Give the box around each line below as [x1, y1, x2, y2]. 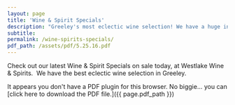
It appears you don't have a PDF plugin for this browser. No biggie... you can [7, 83, 227, 90]
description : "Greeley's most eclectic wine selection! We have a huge [7, 23, 220, 30]
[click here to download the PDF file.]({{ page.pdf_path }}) [7, 90, 175, 98]
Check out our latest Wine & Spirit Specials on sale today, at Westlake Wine [7, 62, 225, 70]
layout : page [7, 10, 45, 17]
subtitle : [7, 29, 36, 37]
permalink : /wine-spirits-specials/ [7, 36, 114, 43]
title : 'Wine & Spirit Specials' [7, 17, 105, 24]
